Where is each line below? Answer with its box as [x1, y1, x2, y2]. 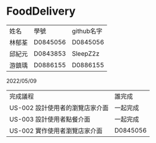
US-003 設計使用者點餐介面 [9, 115, 90, 123]
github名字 [72, 26, 102, 35]
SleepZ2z [72, 49, 100, 57]
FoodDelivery [6, 4, 76, 18]
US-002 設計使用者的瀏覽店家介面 [9, 103, 108, 112]
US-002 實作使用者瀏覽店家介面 [9, 127, 102, 135]
